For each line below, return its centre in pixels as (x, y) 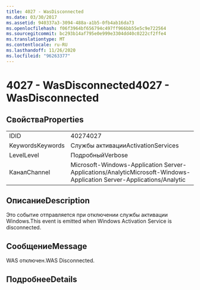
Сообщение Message (47, 246)
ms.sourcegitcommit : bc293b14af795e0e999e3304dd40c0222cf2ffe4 (86, 34)
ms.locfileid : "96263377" (38, 56)
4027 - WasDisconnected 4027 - (88, 85)
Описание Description (48, 201)
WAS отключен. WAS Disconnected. (51, 261)
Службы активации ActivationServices (125, 145)
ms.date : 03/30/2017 (32, 17)
